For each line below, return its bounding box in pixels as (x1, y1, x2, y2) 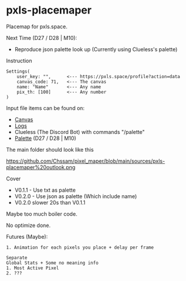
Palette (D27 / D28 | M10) (14, 135, 77, 142)
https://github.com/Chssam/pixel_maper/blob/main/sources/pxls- (6, 157, 165, 165)
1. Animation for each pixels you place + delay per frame (6, 245, 154, 250)
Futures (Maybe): (6, 233, 48, 240)
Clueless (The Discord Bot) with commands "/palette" (14, 128, 145, 135)
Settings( (6, 68, 31, 74)
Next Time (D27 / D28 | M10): (6, 34, 78, 41)
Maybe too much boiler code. (6, 210, 78, 218)
